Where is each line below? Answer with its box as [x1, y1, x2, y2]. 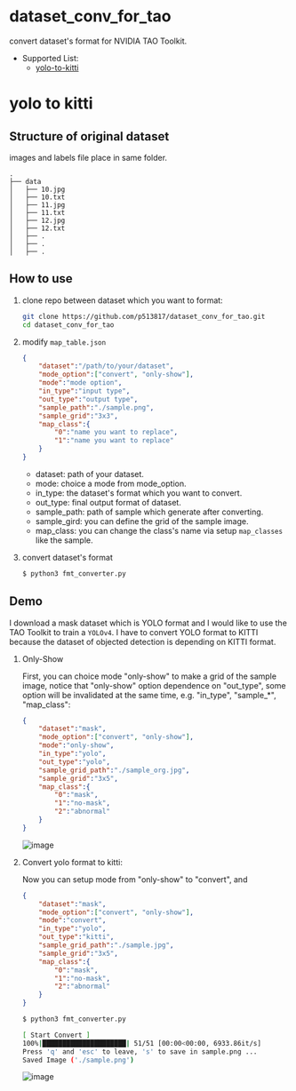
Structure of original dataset [9, 129, 170, 144]
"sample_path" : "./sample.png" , [38, 402, 155, 412]
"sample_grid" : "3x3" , [38, 411, 118, 420]
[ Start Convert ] [21, 1031, 91, 1039]
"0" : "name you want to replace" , [54, 428, 179, 437]
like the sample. [35, 535, 93, 545]
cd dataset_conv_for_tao [21, 320, 115, 330]
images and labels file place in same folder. [9, 152, 167, 163]
